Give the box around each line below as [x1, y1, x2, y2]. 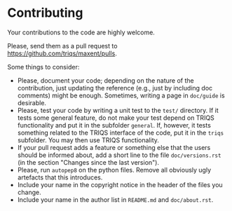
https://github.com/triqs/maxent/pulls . [7, 49, 117, 57]
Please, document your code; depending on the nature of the [17, 76, 194, 85]
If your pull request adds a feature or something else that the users [17, 143, 211, 151]
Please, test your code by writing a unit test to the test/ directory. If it [17, 106, 219, 114]
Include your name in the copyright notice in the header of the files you [17, 180, 223, 189]
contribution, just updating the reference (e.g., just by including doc [17, 83, 213, 92]
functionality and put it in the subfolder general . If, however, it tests [17, 121, 212, 129]
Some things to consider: [7, 62, 80, 71]
